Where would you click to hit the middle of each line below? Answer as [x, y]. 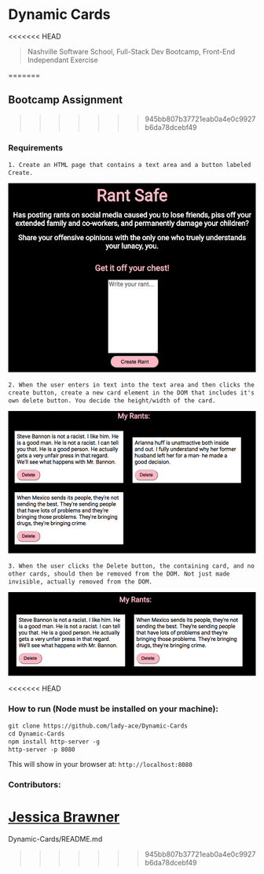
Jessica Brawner [64, 817]
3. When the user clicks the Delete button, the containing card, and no [132, 566]
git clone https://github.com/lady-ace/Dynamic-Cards [98, 726]
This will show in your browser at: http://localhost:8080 [100, 764]
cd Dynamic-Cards [37, 734]
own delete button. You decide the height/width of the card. [112, 401]
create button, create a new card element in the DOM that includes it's [132, 393]
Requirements [36, 147]
